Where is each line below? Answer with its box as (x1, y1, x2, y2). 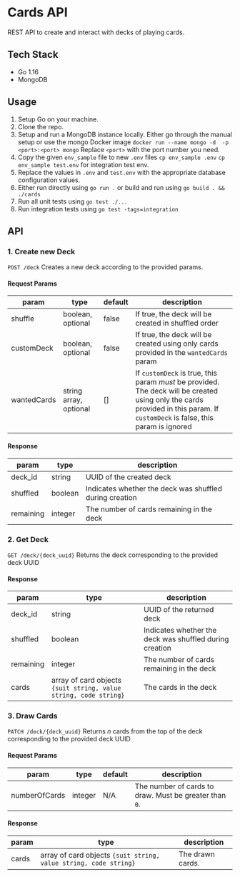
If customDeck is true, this (135, 369, 218, 379)
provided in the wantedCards (135, 348, 229, 358)
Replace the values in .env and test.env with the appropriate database (17, 168, 226, 176)
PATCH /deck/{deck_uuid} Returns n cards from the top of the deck (7, 727, 203, 736)
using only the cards (135, 395, 204, 405)
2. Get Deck (7, 534, 49, 544)
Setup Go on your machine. (17, 115, 99, 124)
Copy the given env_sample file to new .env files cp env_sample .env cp (17, 153, 225, 161)
